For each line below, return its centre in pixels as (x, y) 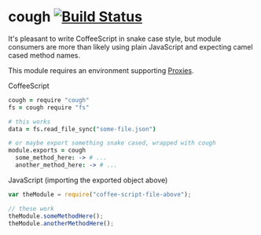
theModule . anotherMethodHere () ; (61, 223)
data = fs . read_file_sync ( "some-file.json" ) (82, 129)
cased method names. (44, 55)
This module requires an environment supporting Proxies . (101, 70)
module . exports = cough (47, 151)
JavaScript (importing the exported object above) (88, 180)
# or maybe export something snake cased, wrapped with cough (112, 143)
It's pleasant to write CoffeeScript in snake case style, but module (115, 39)
